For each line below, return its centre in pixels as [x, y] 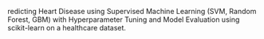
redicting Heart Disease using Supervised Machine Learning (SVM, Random [132, 11]
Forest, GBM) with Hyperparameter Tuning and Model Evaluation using [124, 19]
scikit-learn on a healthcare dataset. [67, 28]
